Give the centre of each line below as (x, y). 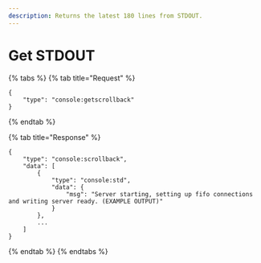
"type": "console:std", (91, 180)
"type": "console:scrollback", (75, 159)
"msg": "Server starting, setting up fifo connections (159, 194)
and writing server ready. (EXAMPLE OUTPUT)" (86, 201)
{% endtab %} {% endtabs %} (58, 251)
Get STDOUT (52, 55)
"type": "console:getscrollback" (79, 100)
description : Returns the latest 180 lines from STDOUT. (106, 16)
